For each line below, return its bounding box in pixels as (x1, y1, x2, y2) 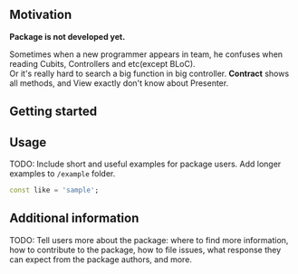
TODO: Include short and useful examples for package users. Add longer (9, 158, 282, 170)
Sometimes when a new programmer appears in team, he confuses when (9, 49, 284, 60)
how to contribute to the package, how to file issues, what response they (9, 244, 282, 255)
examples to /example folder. (9, 168, 116, 179)
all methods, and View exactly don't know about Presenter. (9, 77, 229, 89)
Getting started (9, 104, 98, 119)
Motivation (9, 7, 72, 23)
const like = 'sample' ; (9, 185, 100, 195)
